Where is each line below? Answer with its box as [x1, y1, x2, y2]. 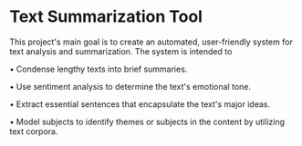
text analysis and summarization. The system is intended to [9, 45, 233, 56]
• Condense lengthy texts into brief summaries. [9, 63, 188, 74]
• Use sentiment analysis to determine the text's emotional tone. [9, 81, 252, 92]
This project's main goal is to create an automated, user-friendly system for [9, 36, 294, 47]
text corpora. [9, 125, 58, 137]
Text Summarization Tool [9, 6, 203, 27]
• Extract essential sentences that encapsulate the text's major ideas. [9, 98, 271, 110]
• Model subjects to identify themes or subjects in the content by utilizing [9, 116, 286, 127]
